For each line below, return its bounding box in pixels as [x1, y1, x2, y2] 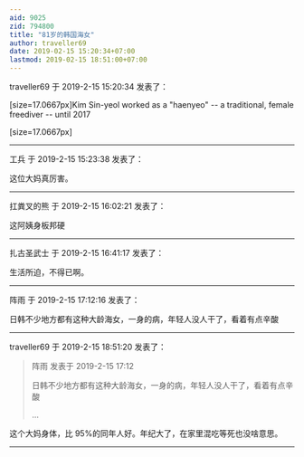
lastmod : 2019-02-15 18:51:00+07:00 [9, 55, 147, 64]
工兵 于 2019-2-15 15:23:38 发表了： [9, 154, 145, 164]
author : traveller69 [9, 38, 88, 48]
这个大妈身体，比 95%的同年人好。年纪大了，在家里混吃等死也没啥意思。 [9, 428, 283, 439]
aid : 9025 [9, 13, 47, 23]
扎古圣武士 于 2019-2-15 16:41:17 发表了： [9, 248, 165, 258]
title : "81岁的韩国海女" [9, 30, 95, 39]
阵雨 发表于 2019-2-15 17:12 [31, 361, 134, 371]
